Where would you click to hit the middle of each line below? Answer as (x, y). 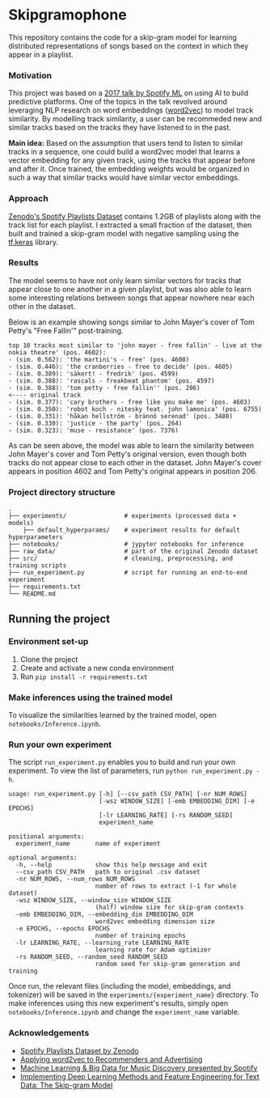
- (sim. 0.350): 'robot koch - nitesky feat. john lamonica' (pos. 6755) (135, 409)
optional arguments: (43, 858)
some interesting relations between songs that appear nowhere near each (131, 298)
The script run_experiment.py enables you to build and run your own (122, 762)
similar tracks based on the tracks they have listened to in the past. (120, 128)
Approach (28, 198)
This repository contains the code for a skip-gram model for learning (122, 37)
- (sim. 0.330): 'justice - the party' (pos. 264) (95, 423)
